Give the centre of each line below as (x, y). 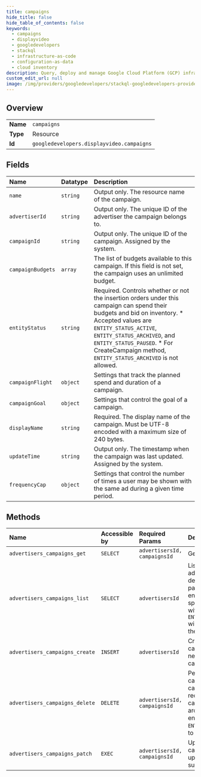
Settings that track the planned (137, 375)
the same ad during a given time (139, 488)
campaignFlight (31, 382)
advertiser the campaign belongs (140, 216)
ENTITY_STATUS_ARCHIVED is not (136, 357)
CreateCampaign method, (130, 350)
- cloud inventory (35, 67)
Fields (18, 165)
